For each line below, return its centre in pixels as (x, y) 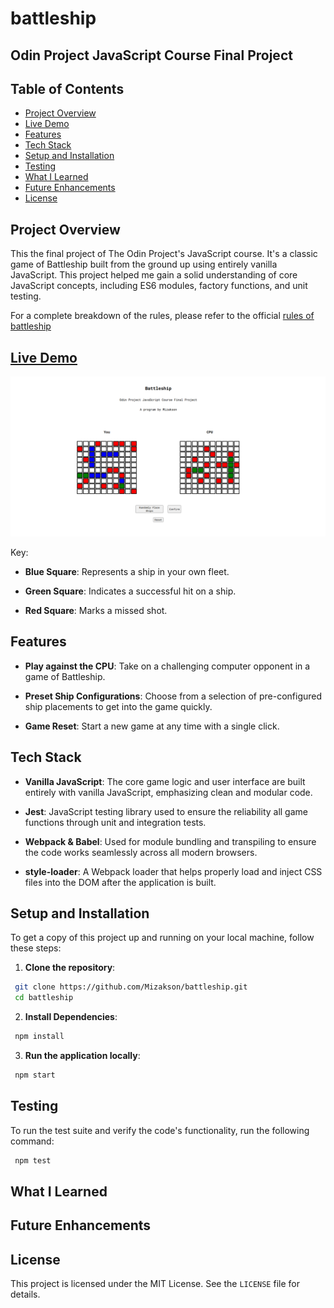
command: (32, 1141)
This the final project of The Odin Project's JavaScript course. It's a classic (164, 254)
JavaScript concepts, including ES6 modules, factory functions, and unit (159, 286)
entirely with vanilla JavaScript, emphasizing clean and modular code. (168, 792)
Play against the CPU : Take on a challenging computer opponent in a (167, 666)
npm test (33, 1160)
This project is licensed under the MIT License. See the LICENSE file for (155, 1284)
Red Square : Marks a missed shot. (96, 610)
